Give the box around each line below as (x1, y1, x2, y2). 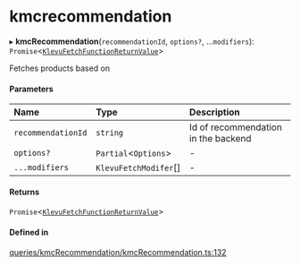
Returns (9, 186, 40, 197)
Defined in (9, 227, 49, 237)
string (95, 128, 124, 138)
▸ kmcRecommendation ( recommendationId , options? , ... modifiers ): (9, 36, 254, 47)
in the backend (188, 133, 252, 145)
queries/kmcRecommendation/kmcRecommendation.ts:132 (9, 246, 227, 257)
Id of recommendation (188, 121, 283, 133)
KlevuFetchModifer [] (95, 161, 181, 174)
